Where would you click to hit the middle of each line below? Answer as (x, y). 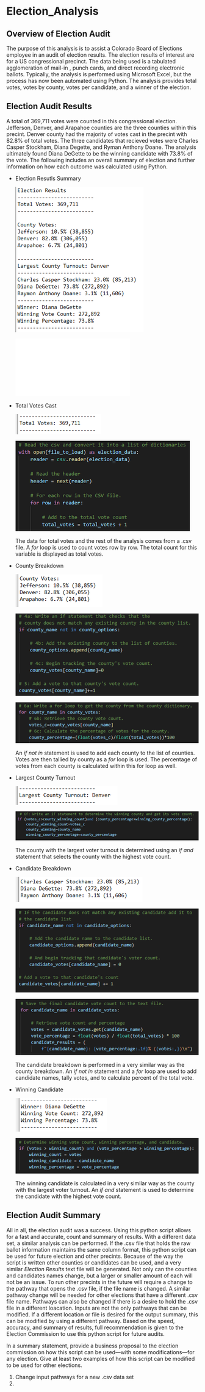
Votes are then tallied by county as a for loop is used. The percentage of (106, 759)
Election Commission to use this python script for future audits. (85, 1333)
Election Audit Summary (53, 1215)
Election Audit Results (49, 106)
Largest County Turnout (45, 777)
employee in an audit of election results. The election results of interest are (100, 55)
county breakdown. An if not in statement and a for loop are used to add (106, 1071)
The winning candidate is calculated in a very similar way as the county (105, 1183)
